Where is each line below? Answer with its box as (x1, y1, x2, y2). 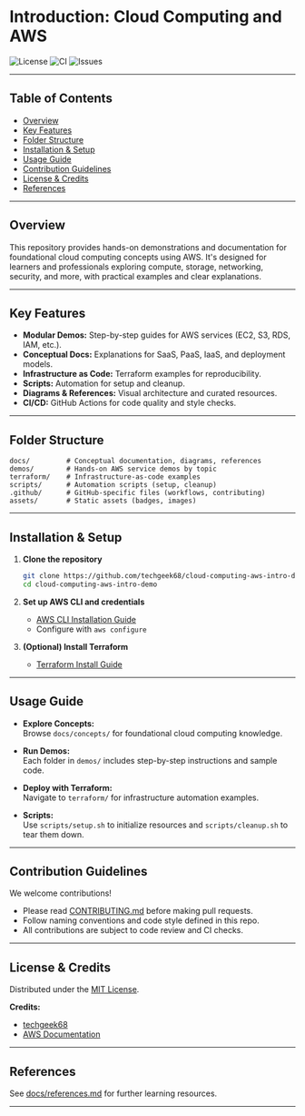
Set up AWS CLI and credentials (22, 596, 145, 607)
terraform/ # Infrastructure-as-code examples (9, 472, 202, 482)
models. (22, 359, 54, 370)
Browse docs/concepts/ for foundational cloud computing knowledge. (22, 727, 283, 738)
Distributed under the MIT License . (9, 984, 140, 995)
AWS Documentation (22, 1029, 101, 1040)
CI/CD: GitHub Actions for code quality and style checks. (22, 398, 237, 409)
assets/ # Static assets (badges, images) (9, 496, 197, 506)
